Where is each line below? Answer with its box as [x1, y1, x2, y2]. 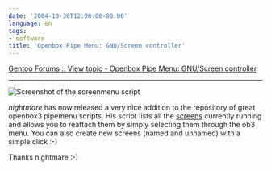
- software [8, 34, 45, 43]
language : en [8, 19, 52, 27]
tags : [8, 27, 27, 35]
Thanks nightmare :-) [8, 152, 79, 162]
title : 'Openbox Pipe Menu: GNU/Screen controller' [8, 42, 186, 50]
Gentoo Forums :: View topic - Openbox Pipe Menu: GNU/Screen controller [8, 64, 257, 73]
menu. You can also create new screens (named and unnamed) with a [8, 128, 240, 138]
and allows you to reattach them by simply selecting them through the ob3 [8, 120, 256, 130]
